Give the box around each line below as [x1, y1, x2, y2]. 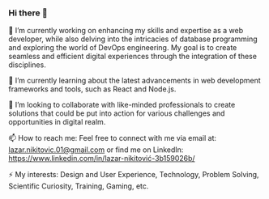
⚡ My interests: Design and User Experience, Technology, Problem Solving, [8, 170, 259, 180]
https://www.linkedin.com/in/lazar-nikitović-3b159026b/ [8, 154, 196, 163]
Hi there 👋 [8, 7, 49, 19]
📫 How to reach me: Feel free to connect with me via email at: [8, 133, 217, 143]
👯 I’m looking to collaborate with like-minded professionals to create [8, 100, 236, 110]
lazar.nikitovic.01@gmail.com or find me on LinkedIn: [8, 145, 184, 155]
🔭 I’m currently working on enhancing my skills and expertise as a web [8, 26, 244, 36]
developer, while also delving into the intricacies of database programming [8, 34, 258, 44]
